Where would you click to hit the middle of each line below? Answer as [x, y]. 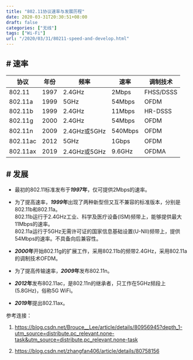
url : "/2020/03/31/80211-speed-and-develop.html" [68, 39]
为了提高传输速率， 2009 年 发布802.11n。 [63, 270]
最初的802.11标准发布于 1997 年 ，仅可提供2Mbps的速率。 [82, 189]
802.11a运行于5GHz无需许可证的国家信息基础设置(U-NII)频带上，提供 [97, 231]
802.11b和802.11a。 [37, 209]
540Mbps [125, 131]
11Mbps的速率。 [34, 224]
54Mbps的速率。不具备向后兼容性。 [58, 238]
